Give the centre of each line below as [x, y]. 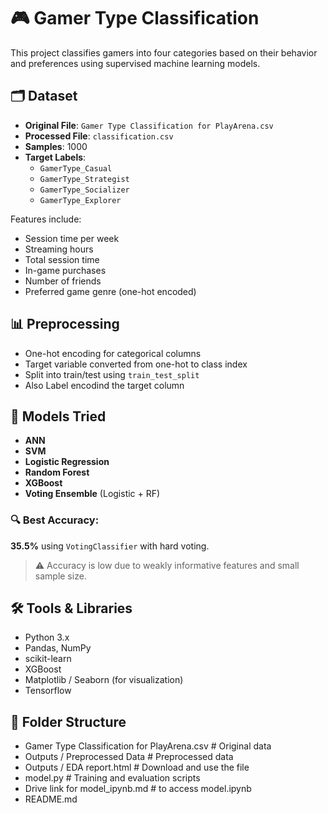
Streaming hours [59, 249]
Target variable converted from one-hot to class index [136, 364]
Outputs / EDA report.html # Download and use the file [137, 767]
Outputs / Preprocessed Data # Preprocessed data [129, 757]
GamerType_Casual [76, 168]
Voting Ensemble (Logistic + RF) [92, 494]
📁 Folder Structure [68, 721]
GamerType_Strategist [84, 179]
